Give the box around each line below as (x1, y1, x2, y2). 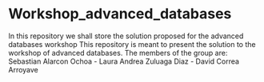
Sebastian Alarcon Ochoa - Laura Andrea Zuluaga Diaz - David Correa (8, 57, 240, 66)
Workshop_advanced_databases (8, 5, 232, 23)
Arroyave (8, 64, 38, 74)
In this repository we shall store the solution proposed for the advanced (8, 31, 244, 41)
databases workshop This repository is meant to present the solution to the (8, 39, 256, 49)
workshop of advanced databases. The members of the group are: (8, 48, 228, 57)
